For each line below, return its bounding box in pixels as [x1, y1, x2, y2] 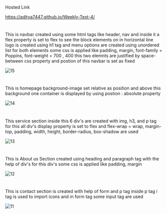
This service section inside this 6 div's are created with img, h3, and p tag [5, 117, 157, 124]
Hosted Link [5, 4, 30, 10]
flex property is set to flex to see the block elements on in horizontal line [5, 37, 154, 43]
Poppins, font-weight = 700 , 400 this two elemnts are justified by [5, 52, 141, 59]
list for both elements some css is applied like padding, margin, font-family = [5, 47, 163, 53]
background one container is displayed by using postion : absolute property [5, 90, 161, 96]
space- [141, 52, 156, 59]
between [5, 58, 23, 64]
